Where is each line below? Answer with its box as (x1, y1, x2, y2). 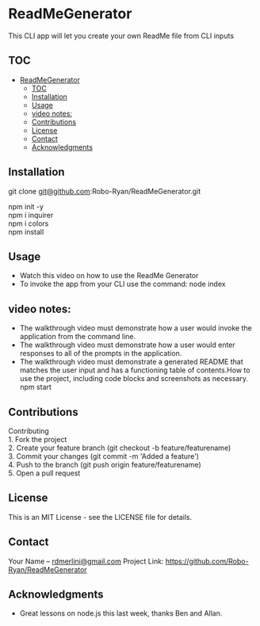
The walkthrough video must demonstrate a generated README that (19, 357, 243, 367)
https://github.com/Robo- (165, 556, 249, 566)
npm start (19, 382, 52, 392)
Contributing (8, 426, 49, 436)
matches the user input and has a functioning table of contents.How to (19, 365, 250, 375)
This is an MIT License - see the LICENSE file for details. (8, 512, 193, 521)
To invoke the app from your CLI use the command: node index (19, 279, 226, 289)
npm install (8, 227, 44, 236)
